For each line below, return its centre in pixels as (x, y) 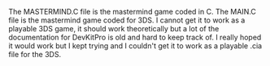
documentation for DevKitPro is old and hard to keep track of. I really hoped (135, 37)
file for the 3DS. (35, 54)
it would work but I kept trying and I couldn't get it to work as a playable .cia (135, 46)
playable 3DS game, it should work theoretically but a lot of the (114, 29)
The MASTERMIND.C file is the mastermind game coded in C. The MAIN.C (132, 12)
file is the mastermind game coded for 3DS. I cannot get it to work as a (127, 20)
